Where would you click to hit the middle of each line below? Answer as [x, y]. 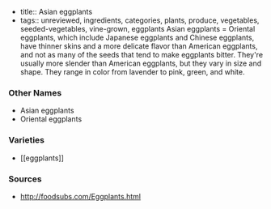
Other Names [35, 92]
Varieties [26, 140]
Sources [25, 179]
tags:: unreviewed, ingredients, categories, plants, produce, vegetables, [140, 20]
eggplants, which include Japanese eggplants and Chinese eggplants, [137, 37]
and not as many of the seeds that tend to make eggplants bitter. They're [142, 55]
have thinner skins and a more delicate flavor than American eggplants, [139, 46]
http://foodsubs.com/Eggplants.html [80, 196]
